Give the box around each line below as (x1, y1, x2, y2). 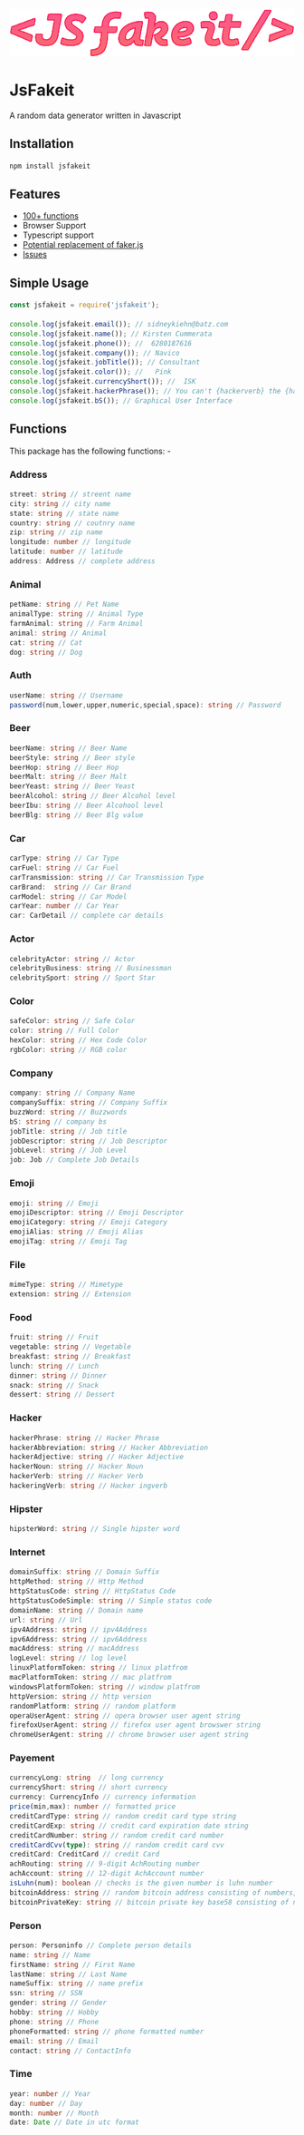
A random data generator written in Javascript (9, 110, 182, 121)
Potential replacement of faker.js (22, 239, 144, 250)
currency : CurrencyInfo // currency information (9, 1792, 196, 1802)
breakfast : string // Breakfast (9, 1351, 131, 1360)
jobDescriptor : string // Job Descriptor (9, 1136, 168, 1145)
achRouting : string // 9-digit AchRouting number (9, 1859, 201, 1868)
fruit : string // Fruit (9, 1333, 100, 1342)
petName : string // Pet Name (9, 600, 119, 609)
